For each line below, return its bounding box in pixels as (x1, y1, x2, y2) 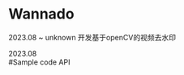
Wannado (8, 5, 75, 23)
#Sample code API (8, 57, 71, 67)
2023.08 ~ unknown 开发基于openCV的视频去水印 (8, 32, 177, 42)
